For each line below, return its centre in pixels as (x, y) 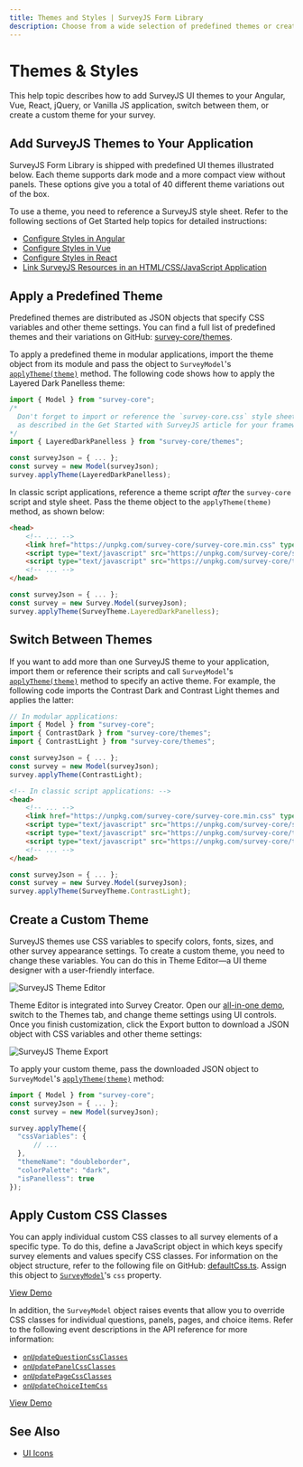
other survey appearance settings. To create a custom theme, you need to (147, 951)
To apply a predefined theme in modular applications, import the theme (142, 354)
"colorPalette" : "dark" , (64, 1170)
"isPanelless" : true (56, 1179)
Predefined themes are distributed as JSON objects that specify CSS (137, 318)
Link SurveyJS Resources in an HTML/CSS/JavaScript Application (145, 268)
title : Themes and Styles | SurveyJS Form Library (106, 18)
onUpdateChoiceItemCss (65, 1387)
